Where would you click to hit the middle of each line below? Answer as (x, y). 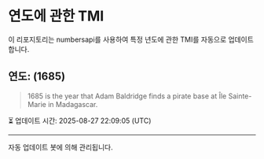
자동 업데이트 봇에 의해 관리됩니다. (60, 147)
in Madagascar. (73, 104)
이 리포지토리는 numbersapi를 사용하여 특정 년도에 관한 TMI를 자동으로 (117, 39)
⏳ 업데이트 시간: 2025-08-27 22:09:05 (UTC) (80, 120)
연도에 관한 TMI (56, 16)
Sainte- (240, 96)
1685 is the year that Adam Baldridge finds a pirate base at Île (127, 96)
